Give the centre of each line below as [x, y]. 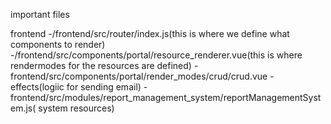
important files [40, 14]
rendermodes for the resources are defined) [101, 65]
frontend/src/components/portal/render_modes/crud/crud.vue [139, 76]
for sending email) [104, 87]
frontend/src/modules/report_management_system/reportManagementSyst [166, 97]
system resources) [76, 108]
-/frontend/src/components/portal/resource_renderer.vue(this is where [156, 55]
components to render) [58, 44]
